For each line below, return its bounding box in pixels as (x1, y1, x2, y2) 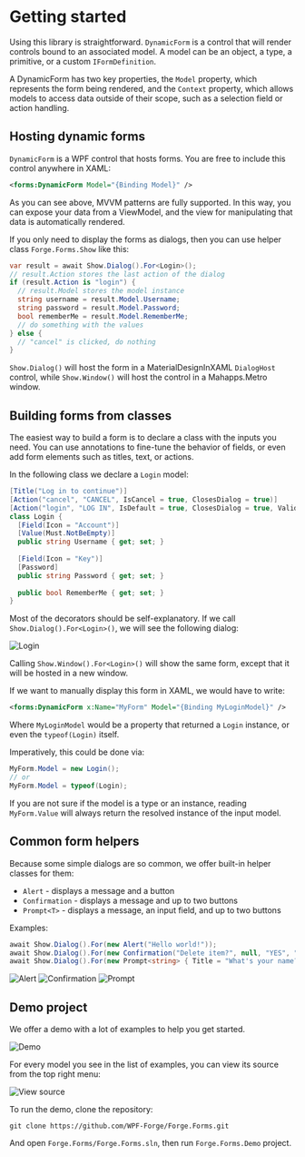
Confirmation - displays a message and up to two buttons (22, 895, 239, 906)
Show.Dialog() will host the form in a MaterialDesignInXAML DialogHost (9, 362, 276, 373)
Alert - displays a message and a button (22, 885, 175, 896)
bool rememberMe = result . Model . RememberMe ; (17, 311, 189, 320)
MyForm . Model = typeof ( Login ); (9, 781, 128, 790)
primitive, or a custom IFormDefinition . (9, 56, 157, 66)
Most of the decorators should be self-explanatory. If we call (9, 613, 236, 624)
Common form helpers (9, 834, 140, 849)
